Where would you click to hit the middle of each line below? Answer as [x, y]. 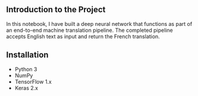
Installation [27, 55]
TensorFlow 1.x [33, 81]
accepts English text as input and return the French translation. [83, 36]
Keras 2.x [26, 88]
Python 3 [26, 69]
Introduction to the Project [56, 10]
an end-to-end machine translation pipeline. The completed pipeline [90, 30]
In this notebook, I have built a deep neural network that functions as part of [99, 24]
